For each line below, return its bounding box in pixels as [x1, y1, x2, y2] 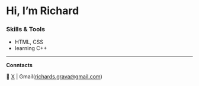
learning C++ [14, 45, 47, 52]
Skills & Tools [6, 25, 46, 34]
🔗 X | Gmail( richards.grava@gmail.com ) [6, 73, 102, 80]
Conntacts [6, 62, 33, 69]
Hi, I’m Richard [6, 4, 79, 18]
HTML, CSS [14, 38, 43, 45]
